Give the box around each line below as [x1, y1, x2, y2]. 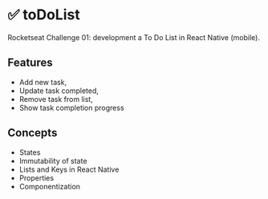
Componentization [18, 181, 81, 191]
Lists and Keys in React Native [18, 164, 120, 174]
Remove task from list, [18, 94, 93, 104]
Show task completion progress [18, 103, 125, 112]
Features [7, 56, 53, 70]
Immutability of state [18, 156, 87, 165]
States [18, 147, 41, 157]
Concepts [7, 126, 58, 140]
